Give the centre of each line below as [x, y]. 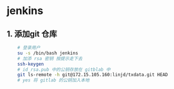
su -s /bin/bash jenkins [48, 53]
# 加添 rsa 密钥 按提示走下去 [50, 59]
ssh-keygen [31, 64]
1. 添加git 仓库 [32, 34]
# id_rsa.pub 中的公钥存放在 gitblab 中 [64, 69]
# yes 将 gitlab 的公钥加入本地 [53, 80]
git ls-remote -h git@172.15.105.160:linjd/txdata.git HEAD [93, 75]
